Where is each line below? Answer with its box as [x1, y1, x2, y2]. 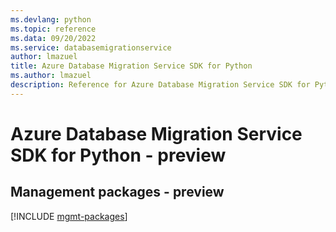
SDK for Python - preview [10, 144, 227, 166]
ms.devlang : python [10, 14, 92, 25]
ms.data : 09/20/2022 [10, 33, 97, 43]
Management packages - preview [10, 184, 225, 201]
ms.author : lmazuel [10, 71, 92, 81]
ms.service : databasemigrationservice [10, 42, 172, 53]
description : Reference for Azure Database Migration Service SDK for [10, 80, 311, 90]
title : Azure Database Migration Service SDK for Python [10, 61, 253, 71]
